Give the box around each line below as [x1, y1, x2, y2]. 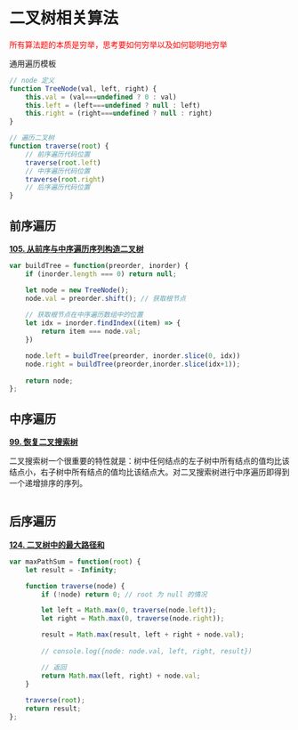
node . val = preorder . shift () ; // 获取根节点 [25, 294, 187, 303]
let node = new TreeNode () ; [25, 286, 129, 295]
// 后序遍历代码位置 [25, 183, 91, 192]
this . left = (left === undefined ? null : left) [25, 101, 201, 109]
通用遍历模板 [9, 58, 56, 69]
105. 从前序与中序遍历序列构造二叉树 [9, 244, 144, 254]
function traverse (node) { [25, 581, 125, 590]
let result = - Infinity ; [25, 565, 117, 574]
